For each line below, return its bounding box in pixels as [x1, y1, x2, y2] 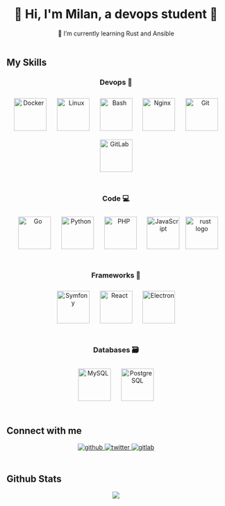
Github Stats [6, 473, 62, 484]
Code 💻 [102, 194, 130, 203]
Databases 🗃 [92, 345, 140, 355]
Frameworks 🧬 [91, 270, 141, 280]
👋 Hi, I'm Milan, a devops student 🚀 [14, 6, 218, 22]
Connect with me [6, 425, 83, 437]
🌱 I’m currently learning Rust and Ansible [58, 29, 174, 37]
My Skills [6, 57, 47, 69]
